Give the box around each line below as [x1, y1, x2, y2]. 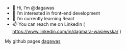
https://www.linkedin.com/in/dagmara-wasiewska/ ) [12, 28, 122, 34]
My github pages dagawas [5, 38, 61, 44]
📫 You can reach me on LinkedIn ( [12, 21, 85, 27]
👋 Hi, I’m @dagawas [12, 5, 55, 11]
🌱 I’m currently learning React [12, 16, 75, 21]
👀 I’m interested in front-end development [12, 10, 100, 16]
